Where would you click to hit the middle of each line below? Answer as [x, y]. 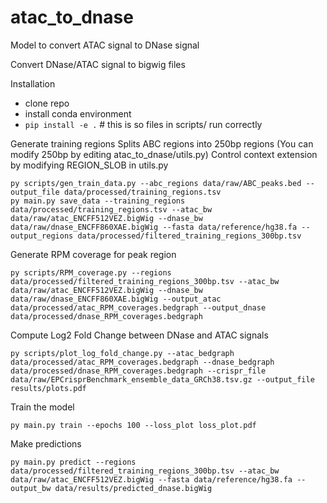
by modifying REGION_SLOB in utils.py [89, 165]
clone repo [47, 103]
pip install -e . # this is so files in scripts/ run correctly [143, 124]
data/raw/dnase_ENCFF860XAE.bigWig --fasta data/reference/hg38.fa [154, 227]
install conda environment [78, 113]
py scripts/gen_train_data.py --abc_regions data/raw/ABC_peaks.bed [156, 183]
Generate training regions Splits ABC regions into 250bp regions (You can [162, 143]
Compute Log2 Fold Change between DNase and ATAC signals [139, 335]
